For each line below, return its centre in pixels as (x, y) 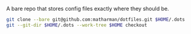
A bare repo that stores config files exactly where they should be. (88, 9)
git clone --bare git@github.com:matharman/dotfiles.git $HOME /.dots (96, 20)
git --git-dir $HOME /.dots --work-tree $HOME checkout (77, 25)
